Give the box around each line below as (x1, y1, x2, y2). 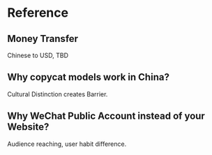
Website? (7, 121, 50, 133)
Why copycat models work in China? (7, 71, 169, 83)
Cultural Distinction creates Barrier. (7, 89, 108, 98)
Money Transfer (7, 33, 79, 45)
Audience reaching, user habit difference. (7, 140, 127, 148)
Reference (7, 5, 68, 21)
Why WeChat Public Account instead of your (7, 110, 206, 122)
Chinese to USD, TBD (7, 51, 68, 59)
